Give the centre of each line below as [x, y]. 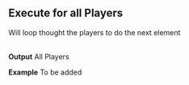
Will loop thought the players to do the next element [94, 32]
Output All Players [39, 56]
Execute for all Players [66, 13]
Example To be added [45, 72]
